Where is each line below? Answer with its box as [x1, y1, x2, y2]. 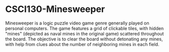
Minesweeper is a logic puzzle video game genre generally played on [5, 20, 150, 26]
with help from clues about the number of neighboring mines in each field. [5, 41, 160, 47]
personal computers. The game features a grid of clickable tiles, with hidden [5, 25, 164, 31]
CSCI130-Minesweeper [5, 3, 105, 15]
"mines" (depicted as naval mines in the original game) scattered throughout [5, 30, 164, 36]
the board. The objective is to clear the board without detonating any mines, [5, 36, 163, 42]
